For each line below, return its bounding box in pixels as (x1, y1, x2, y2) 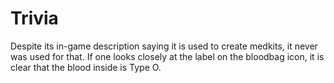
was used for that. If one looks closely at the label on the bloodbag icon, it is (10, 50, 325, 62)
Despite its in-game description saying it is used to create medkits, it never (10, 40, 318, 52)
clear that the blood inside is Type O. (10, 61, 162, 73)
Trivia (10, 7, 59, 30)
